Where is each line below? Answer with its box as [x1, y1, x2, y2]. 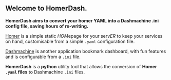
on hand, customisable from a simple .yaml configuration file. [5, 38, 135, 44]
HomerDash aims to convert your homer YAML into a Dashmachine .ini [5, 17, 159, 23]
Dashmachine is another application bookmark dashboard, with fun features [5, 48, 166, 54]
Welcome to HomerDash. [5, 4, 87, 13]
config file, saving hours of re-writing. [5, 23, 89, 29]
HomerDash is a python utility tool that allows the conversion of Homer [5, 63, 157, 69]
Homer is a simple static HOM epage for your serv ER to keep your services [5, 33, 163, 39]
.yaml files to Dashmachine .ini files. [5, 69, 85, 75]
